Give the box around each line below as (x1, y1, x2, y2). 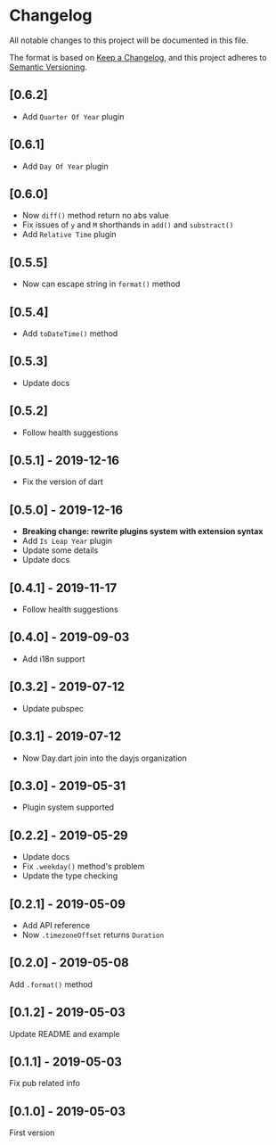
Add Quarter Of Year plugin (21, 111, 125, 121)
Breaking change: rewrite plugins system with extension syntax (21, 526, 264, 537)
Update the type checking (21, 870, 118, 881)
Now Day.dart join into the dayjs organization (21, 753, 187, 763)
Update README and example (9, 1028, 120, 1039)
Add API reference (21, 919, 91, 930)
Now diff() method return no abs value (21, 210, 169, 221)
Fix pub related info (9, 1078, 80, 1089)
